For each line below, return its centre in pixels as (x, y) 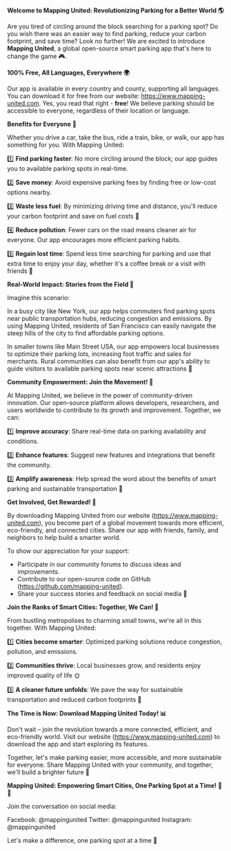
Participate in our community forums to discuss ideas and (99, 564)
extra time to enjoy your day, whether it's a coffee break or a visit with (106, 263)
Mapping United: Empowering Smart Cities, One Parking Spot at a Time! (112, 785)
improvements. (38, 572)
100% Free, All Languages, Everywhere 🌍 (68, 73)
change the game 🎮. (37, 56)
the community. (29, 465)
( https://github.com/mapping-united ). (70, 586)
